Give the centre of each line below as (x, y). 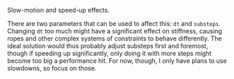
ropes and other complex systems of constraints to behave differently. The (115, 38)
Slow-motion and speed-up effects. (58, 10)
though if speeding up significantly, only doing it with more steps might (109, 53)
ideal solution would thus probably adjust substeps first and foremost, (108, 46)
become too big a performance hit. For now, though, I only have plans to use (117, 61)
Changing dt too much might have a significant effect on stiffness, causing (115, 31)
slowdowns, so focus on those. (52, 68)
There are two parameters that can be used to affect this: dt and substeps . (114, 23)
